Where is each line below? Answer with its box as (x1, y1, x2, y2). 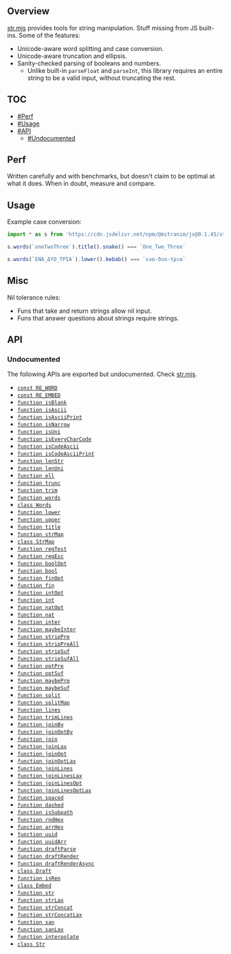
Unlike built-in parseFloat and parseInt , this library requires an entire (27, 66, 223, 74)
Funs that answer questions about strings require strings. (16, 313, 179, 322)
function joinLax (16, 743, 67, 750)
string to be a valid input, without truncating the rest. (27, 74, 177, 82)
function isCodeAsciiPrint (16, 450, 95, 457)
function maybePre (16, 678, 70, 685)
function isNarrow (16, 422, 70, 428)
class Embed (16, 882, 52, 889)
